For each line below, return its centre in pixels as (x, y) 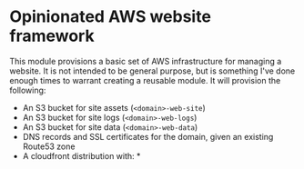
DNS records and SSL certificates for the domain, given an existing (148, 136)
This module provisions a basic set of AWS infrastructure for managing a (146, 61)
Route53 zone (49, 146)
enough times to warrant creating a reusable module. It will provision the (145, 80)
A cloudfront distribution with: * (81, 155)
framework (52, 36)
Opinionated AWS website (111, 17)
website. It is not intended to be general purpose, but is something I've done (152, 71)
